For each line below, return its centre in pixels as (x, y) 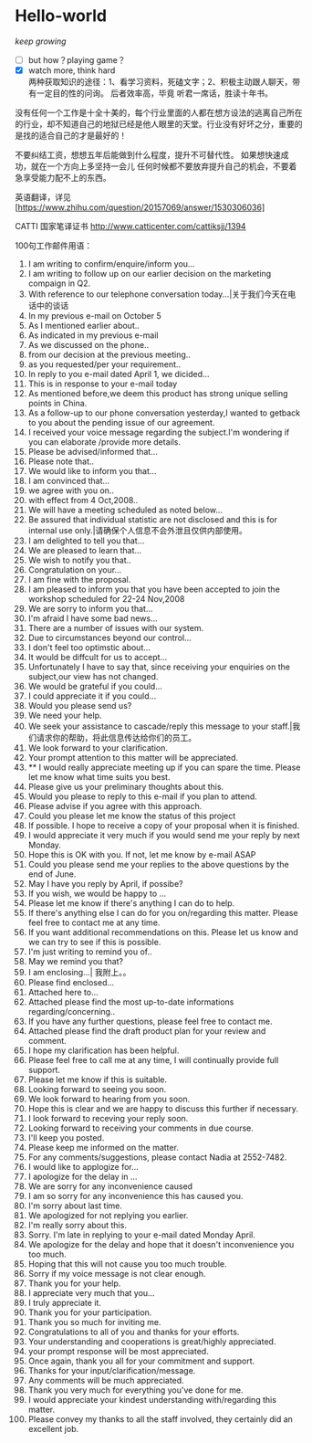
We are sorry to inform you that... (90, 609)
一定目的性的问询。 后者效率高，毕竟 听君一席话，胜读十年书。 (154, 93)
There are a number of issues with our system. (116, 628)
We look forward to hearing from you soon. (109, 1099)
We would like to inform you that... (92, 471)
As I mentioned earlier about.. (84, 326)
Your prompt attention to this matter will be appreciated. (133, 758)
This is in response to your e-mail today (103, 384)
